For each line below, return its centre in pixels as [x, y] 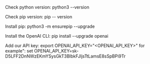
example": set [19, 51]
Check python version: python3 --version [47, 7]
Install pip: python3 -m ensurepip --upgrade [50, 26]
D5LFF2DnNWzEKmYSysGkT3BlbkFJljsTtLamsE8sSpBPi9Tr [65, 56]
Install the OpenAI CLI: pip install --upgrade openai [57, 36]
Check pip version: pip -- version [39, 17]
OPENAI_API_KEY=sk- [56, 51]
